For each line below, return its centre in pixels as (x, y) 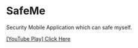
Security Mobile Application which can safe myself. (69, 27)
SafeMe (26, 11)
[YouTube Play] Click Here (38, 39)
